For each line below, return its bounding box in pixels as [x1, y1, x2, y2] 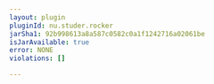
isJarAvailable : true [9, 37, 90, 47]
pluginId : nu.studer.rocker [9, 21, 114, 30]
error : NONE [9, 46, 53, 55]
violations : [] [9, 54, 66, 63]
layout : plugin [9, 12, 66, 22]
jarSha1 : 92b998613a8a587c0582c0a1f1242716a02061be [9, 29, 205, 38]
